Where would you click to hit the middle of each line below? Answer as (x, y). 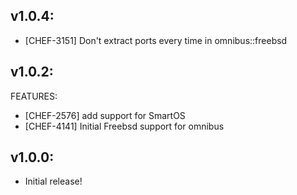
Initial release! (53, 181)
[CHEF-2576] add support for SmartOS (105, 115)
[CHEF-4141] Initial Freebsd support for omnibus (124, 126)
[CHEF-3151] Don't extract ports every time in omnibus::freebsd (156, 40)
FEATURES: (34, 96)
